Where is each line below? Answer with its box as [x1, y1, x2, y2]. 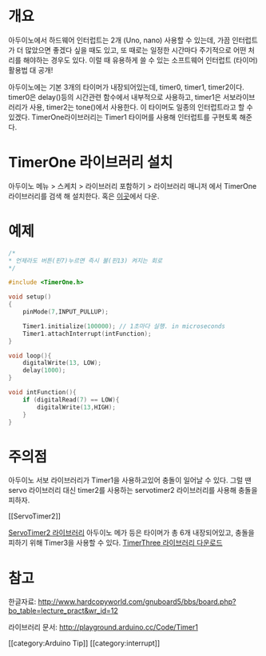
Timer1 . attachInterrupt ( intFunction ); [22, 330, 152, 338]
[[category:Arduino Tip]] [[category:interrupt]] [8, 638, 161, 648]
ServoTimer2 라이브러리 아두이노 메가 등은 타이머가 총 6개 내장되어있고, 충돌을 [8, 528, 255, 538]
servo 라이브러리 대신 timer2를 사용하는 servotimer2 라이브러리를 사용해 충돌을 [8, 486, 258, 495]
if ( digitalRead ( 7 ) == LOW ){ [22, 395, 120, 404]
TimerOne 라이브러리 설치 [8, 154, 173, 172]
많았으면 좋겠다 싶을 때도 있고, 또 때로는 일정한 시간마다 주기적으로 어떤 [25, 45, 247, 54]
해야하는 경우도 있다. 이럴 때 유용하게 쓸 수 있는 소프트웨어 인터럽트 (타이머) [22, 55, 258, 65]
